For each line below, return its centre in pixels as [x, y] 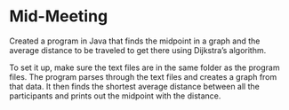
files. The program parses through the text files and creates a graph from [143, 76]
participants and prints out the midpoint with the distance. [115, 96]
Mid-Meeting [59, 16]
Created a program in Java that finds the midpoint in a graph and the [135, 41]
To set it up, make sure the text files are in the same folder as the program [144, 67]
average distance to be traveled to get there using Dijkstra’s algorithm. [138, 50]
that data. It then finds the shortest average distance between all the [134, 86]
